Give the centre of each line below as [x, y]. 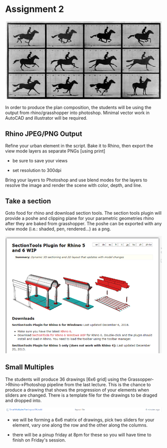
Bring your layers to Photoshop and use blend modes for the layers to [76, 180]
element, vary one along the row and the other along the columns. [80, 425]
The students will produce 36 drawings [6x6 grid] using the [66, 379]
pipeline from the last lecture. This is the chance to [99, 384]
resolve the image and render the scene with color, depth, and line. [74, 185]
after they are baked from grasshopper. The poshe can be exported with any [83, 224]
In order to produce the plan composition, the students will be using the [78, 108]
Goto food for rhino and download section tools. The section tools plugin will [83, 213]
